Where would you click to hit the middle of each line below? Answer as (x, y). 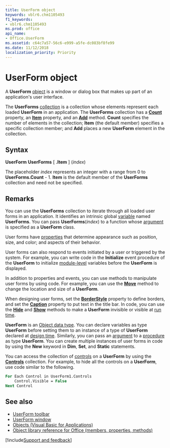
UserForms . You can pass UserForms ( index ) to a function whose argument (84, 222)
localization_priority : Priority (41, 52)
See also (19, 402)
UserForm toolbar (31, 414)
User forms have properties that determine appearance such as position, (81, 237)
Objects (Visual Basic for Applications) (53, 425)
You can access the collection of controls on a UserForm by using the (78, 357)
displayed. (16, 268)
